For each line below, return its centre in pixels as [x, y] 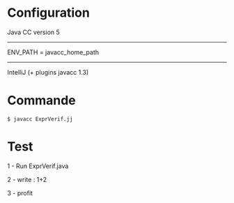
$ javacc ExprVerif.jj [40, 119]
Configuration [49, 13]
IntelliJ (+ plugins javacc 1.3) [48, 72]
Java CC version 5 [34, 32]
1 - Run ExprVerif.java [38, 166]
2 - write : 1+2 [27, 179]
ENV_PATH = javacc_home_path [53, 52]
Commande [42, 101]
